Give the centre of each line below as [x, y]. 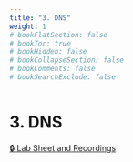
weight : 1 [28, 26]
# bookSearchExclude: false [63, 77]
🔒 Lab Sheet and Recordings [63, 147]
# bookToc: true [40, 43]
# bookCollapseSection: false [67, 60]
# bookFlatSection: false [58, 35]
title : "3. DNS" [40, 18]
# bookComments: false [52, 69]
